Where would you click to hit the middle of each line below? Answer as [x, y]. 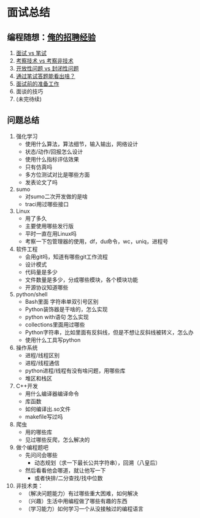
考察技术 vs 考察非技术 [44, 61]
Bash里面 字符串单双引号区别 [62, 301]
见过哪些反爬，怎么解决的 [57, 439]
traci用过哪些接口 [47, 204]
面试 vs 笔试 [31, 53]
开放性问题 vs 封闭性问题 [47, 68]
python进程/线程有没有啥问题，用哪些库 [75, 370]
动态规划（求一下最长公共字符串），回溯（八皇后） [98, 462]
